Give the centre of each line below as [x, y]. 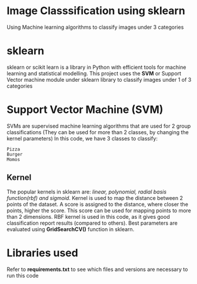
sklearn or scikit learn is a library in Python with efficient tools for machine [96, 67]
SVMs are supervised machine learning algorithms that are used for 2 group [99, 126]
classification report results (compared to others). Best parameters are [92, 223]
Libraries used [42, 253]
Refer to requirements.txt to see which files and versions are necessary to [97, 269]
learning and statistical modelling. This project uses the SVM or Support [94, 73]
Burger [15, 154]
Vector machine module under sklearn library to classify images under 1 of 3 [99, 79]
